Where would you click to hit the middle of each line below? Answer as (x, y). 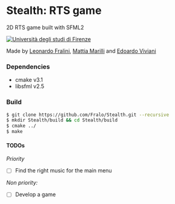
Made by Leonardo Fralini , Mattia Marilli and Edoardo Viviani (81, 51)
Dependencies (28, 66)
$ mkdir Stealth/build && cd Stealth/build (62, 120)
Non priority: (22, 183)
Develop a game (35, 194)
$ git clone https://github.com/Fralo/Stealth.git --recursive (88, 115)
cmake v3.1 (29, 80)
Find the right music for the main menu (63, 171)
